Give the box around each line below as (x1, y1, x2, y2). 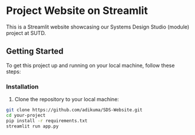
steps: (6, 68, 21, 75)
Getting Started (6, 47, 64, 56)
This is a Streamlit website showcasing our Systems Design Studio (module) (6, 23, 190, 30)
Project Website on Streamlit (6, 4, 148, 17)
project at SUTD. (6, 29, 46, 36)
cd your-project (6, 112, 46, 118)
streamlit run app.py (6, 123, 59, 129)
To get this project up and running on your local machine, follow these (6, 62, 175, 69)
